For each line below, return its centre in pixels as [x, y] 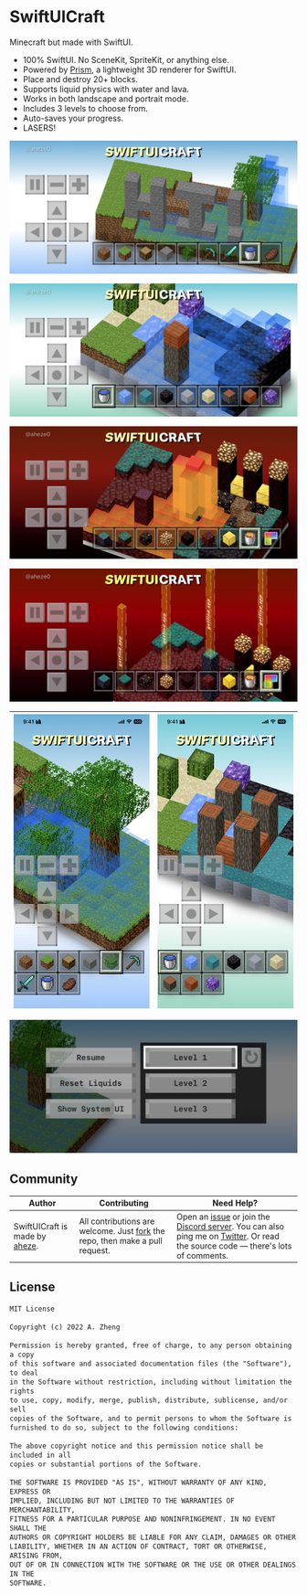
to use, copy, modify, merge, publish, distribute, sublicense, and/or [148, 1400]
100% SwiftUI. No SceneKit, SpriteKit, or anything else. [126, 59]
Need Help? [235, 1203]
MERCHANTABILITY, [42, 1510]
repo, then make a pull [121, 1241]
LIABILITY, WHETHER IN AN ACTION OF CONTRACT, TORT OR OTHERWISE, [138, 1547]
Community [44, 1179]
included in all [40, 1455]
